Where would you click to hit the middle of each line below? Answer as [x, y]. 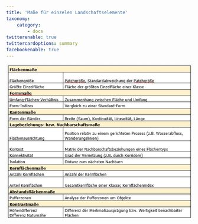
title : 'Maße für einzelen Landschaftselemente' [67, 12]
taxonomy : [18, 19]
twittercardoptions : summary [42, 44]
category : [29, 25]
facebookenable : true [33, 50]
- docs [35, 31]
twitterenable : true [32, 37]
